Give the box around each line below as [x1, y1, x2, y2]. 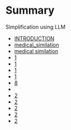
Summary [5, 4, 54, 17]
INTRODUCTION [14, 35, 54, 42]
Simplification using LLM [5, 23, 66, 30]
